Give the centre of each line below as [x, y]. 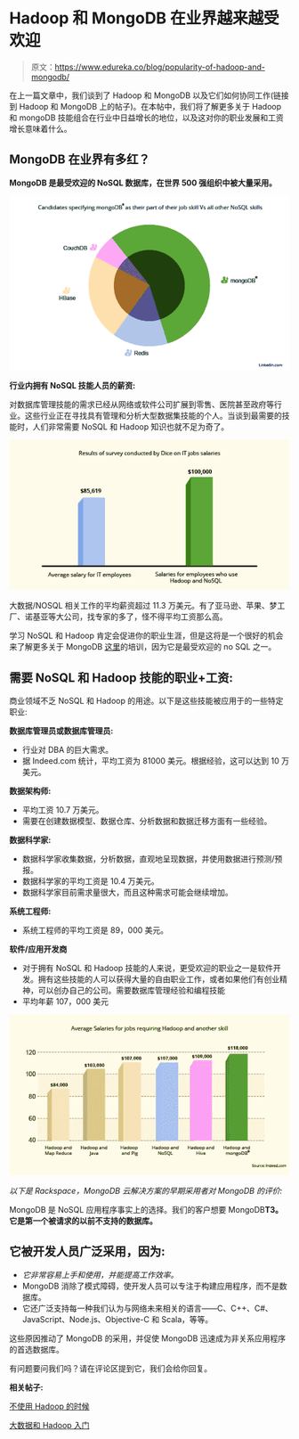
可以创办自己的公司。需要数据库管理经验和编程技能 [131, 991]
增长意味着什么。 [40, 128]
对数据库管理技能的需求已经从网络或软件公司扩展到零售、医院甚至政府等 [141, 404]
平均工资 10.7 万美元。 [63, 810]
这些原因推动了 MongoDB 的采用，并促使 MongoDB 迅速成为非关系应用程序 [148, 1338]
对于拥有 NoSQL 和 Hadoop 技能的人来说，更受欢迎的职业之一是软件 [148, 969]
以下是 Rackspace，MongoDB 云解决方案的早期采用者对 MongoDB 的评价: [146, 1190]
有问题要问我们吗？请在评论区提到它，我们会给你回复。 [110, 1368]
